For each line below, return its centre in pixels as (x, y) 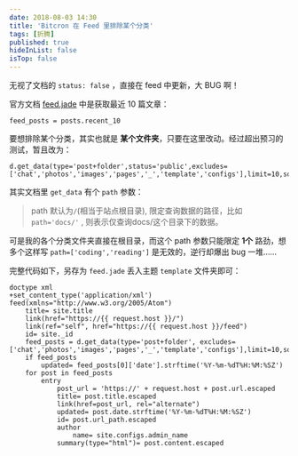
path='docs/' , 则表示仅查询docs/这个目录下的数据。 (127, 222)
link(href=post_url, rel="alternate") (128, 404)
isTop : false (33, 59)
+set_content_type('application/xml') (81, 295)
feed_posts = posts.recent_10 (65, 121)
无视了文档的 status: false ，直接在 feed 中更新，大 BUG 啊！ (124, 85)
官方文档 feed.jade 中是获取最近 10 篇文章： (89, 104)
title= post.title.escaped (106, 396)
